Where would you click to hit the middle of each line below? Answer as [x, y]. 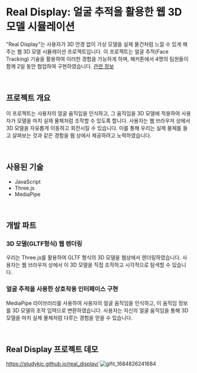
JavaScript [28, 181]
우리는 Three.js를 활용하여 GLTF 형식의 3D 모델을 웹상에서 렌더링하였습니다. [94, 258]
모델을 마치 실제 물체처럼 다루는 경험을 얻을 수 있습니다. [69, 318]
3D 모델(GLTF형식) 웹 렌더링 [44, 244]
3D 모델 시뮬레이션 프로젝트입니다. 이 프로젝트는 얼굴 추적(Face [96, 51]
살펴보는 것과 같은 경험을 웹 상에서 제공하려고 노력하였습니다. [82, 135]
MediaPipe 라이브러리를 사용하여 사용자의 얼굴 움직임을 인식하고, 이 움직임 [91, 303]
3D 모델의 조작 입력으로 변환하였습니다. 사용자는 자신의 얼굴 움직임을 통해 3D [100, 310]
